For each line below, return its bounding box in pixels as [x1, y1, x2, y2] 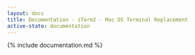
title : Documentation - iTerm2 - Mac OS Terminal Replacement [7, 16, 188, 23]
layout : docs [7, 10, 44, 17]
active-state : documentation [7, 22, 90, 29]
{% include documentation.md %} [7, 41, 103, 50]
